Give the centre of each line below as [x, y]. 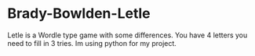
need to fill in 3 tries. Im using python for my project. [92, 43]
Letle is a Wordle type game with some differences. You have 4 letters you [127, 35]
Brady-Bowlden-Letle [79, 14]
